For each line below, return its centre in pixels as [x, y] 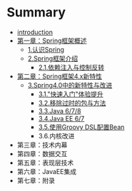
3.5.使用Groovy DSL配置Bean [81, 127]
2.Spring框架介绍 [53, 58]
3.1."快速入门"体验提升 [71, 94]
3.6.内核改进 [56, 135]
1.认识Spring [46, 49]
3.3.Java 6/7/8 [60, 110]
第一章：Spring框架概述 [52, 41]
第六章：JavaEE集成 [46, 171]
